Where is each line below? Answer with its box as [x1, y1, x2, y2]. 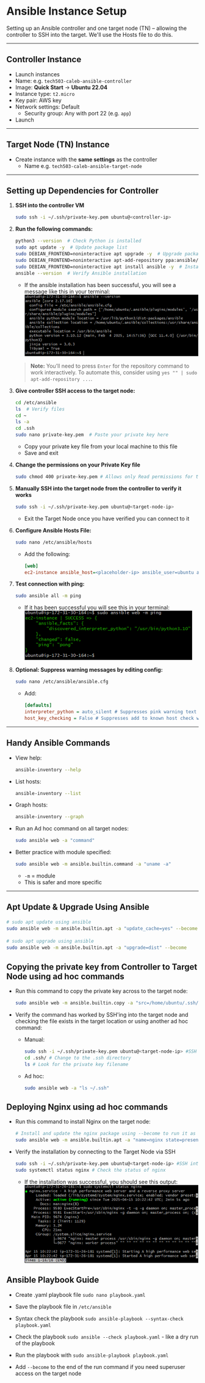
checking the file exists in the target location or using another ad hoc [15, 1017, 189, 1025]
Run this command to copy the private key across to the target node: [15, 987, 188, 995]
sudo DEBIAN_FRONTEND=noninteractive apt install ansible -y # [15, 264, 182, 270]
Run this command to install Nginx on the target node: [15, 1118, 151, 1125]
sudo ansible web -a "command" [15, 838, 95, 844]
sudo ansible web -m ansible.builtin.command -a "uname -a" [15, 861, 171, 868]
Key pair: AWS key [15, 96, 62, 104]
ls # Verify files [15, 406, 65, 412]
